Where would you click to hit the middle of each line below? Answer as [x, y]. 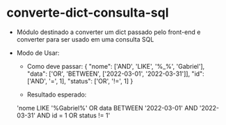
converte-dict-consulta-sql [88, 13]
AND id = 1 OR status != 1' [74, 115]
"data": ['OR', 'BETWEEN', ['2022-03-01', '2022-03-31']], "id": [115, 74]
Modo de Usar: [38, 53]
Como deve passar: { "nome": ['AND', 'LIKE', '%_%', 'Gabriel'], [116, 66]
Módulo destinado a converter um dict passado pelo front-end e [108, 32]
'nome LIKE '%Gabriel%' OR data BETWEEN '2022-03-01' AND [107, 108]
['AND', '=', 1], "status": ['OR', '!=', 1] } [80, 81]
